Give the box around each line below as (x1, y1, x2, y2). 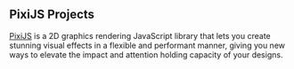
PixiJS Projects (9, 7, 95, 22)
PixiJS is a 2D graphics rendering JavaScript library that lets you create (9, 30, 271, 41)
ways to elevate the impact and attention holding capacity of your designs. (9, 49, 283, 60)
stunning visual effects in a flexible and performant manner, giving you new (9, 40, 286, 50)
